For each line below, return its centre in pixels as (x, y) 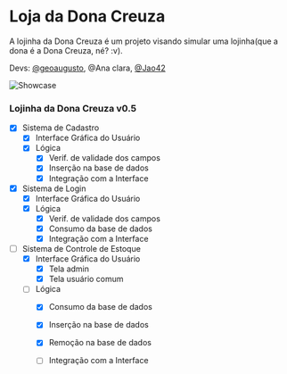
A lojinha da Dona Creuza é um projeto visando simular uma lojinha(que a (144, 41)
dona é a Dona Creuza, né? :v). (66, 50)
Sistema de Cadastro (61, 128)
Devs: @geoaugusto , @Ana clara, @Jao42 (88, 68)
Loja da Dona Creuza (87, 17)
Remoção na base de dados (100, 343)
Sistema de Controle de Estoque (81, 248)
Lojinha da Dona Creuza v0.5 (73, 108)
